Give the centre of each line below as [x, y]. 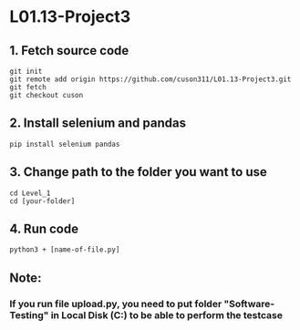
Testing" [29, 315]
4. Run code [44, 229]
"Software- [249, 304]
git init [26, 71]
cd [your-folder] [42, 201]
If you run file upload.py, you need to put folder [116, 304]
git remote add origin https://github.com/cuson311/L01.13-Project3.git [150, 79]
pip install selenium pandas [65, 144]
